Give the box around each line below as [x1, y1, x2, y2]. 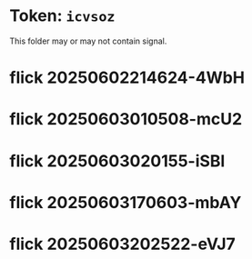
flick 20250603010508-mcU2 [9, 109, 243, 130]
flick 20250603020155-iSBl [9, 151, 226, 171]
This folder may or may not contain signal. [9, 35, 167, 46]
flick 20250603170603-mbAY [9, 192, 242, 213]
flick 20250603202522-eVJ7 [9, 234, 237, 254]
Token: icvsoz [9, 5, 116, 26]
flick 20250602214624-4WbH [9, 67, 246, 88]
